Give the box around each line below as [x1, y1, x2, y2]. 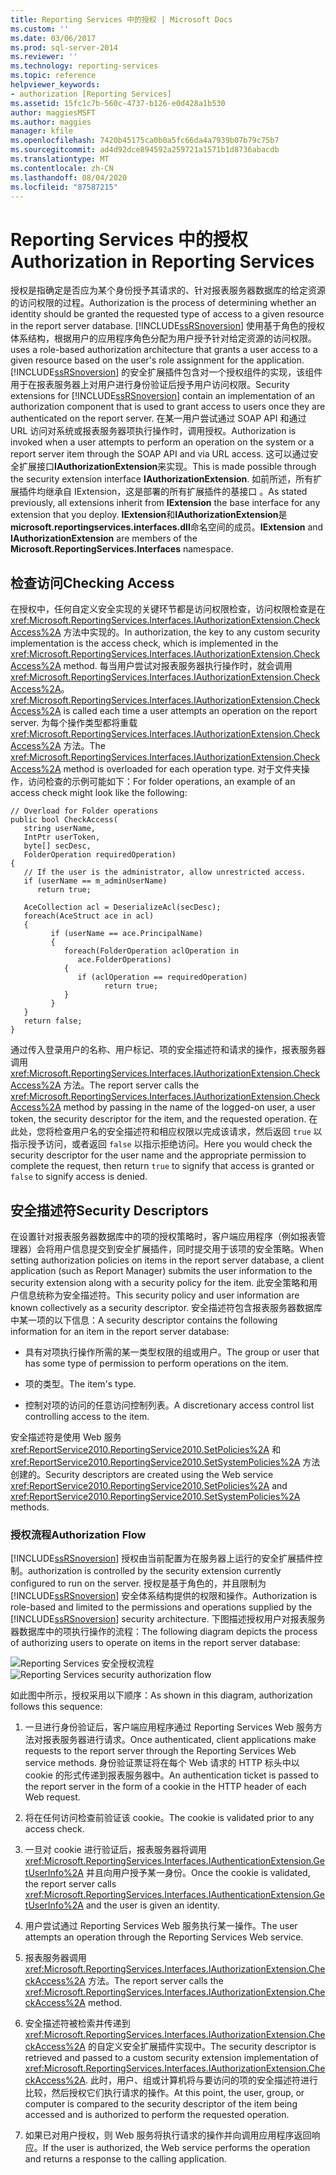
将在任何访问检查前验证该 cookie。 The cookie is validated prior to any [24, 1812, 315, 1824]
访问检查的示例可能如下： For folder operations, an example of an [27, 776, 296, 788]
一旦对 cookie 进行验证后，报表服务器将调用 [24, 1844, 207, 1856]
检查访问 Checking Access [10, 574, 175, 591]
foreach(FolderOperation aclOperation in [63, 946, 240, 956]
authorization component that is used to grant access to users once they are [10, 401, 326, 413]
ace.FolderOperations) [77, 955, 172, 965]
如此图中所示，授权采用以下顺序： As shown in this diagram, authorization [10, 1689, 313, 1701]
